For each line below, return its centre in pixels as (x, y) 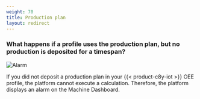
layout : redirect (28, 23)
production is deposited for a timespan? (66, 52)
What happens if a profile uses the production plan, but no (93, 44)
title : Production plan (36, 18)
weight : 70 (20, 12)
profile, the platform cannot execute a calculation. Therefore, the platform (97, 83)
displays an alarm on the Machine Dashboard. (63, 89)
